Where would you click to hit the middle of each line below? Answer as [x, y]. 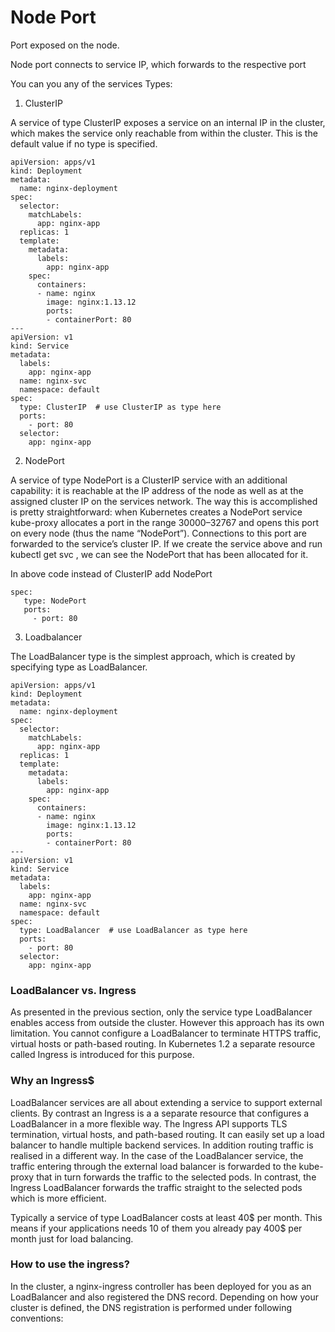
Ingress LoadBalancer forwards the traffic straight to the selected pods [156, 1187]
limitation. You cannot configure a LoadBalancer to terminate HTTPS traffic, [166, 1033]
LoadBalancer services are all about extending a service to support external [166, 1102]
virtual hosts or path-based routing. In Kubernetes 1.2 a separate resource [163, 1044]
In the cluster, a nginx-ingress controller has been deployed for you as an [161, 1286]
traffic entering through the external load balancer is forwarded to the [153, 1166]
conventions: [37, 1318]
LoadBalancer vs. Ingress [73, 990]
